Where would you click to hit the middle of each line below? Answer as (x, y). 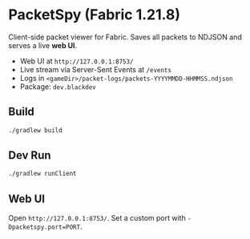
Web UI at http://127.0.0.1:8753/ (77, 61)
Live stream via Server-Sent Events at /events (96, 69)
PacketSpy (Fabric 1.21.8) (95, 15)
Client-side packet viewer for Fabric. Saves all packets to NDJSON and (125, 37)
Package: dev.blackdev (58, 87)
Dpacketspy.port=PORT (44, 227)
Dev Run (30, 155)
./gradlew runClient (43, 174)
